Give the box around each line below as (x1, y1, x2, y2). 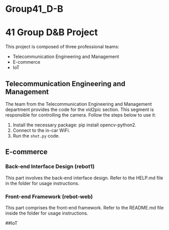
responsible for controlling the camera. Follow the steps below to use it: (5, 111, 156, 118)
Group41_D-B (5, 3, 64, 15)
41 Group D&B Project (5, 27, 98, 39)
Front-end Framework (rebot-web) (5, 193, 93, 200)
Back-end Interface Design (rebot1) (5, 163, 95, 170)
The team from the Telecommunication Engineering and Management (5, 101, 152, 107)
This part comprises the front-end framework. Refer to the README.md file (5, 204, 164, 210)
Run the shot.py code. (12, 132, 60, 139)
